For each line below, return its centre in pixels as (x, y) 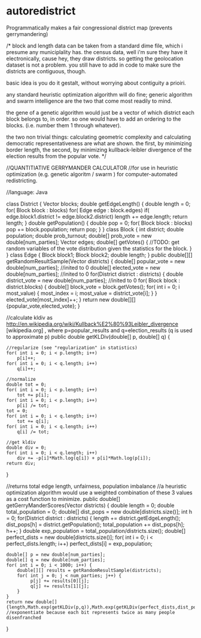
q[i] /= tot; (33, 432)
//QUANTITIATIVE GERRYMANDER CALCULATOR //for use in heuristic (92, 168)
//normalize (21, 379)
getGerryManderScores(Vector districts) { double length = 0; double (90, 505)
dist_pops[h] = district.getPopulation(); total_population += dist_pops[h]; (95, 524)
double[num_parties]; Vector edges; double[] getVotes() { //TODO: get (93, 242)
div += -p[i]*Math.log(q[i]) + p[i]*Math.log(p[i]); (84, 458)
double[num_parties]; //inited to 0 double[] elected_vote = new (83, 267)
